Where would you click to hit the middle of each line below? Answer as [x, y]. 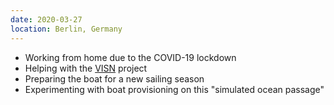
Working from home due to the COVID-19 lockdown [130, 57]
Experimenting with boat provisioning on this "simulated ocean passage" [174, 89]
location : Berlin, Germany [66, 29]
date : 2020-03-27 [46, 19]
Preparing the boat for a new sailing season [114, 78]
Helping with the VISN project [86, 68]
